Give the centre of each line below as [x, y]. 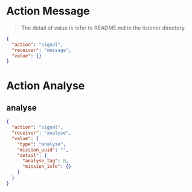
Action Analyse [46, 85]
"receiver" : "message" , [41, 50]
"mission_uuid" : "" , [43, 150]
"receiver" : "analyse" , [41, 133]
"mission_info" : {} [46, 167]
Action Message [48, 11]
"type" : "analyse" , [42, 144]
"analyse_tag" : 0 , [45, 161]
